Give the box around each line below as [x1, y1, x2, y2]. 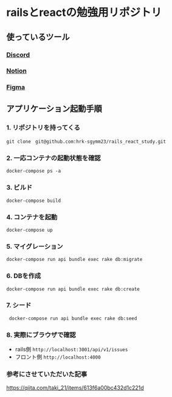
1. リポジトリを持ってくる [6, 123, 81, 132]
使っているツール [6, 32, 70, 42]
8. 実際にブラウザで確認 [6, 331, 76, 339]
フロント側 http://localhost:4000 [15, 353, 101, 360]
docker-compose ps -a [6, 168, 61, 174]
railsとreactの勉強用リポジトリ [6, 5, 162, 20]
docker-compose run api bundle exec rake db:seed [9, 315, 137, 321]
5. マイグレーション [6, 242, 63, 251]
